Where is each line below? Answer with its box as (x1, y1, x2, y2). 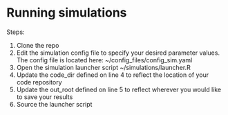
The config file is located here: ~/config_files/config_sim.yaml (16, 55, 193, 64)
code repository (16, 78, 63, 86)
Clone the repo (16, 41, 59, 49)
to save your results (16, 92, 73, 101)
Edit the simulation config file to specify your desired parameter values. (16, 48, 220, 57)
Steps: (6, 28, 25, 36)
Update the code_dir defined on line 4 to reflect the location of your (16, 71, 209, 79)
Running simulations (6, 5, 127, 21)
